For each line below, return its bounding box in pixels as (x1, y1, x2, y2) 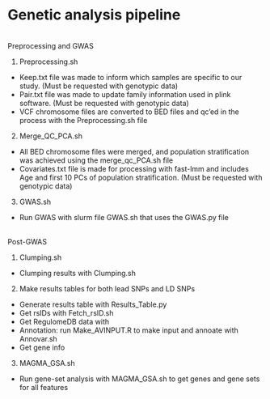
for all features (19, 382, 69, 392)
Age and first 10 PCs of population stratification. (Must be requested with (19, 172, 263, 182)
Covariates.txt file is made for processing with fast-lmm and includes (19, 163, 250, 173)
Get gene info (19, 342, 65, 352)
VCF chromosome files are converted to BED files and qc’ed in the (19, 107, 239, 117)
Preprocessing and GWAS (7, 40, 95, 50)
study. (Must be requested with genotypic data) (19, 81, 179, 91)
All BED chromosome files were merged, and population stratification (19, 146, 250, 156)
